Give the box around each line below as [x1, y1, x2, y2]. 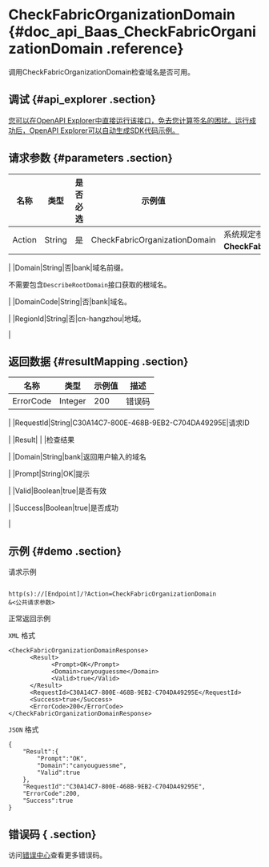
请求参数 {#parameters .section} [8, 151, 174, 165]
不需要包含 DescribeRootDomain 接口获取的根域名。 [8, 279, 171, 289]
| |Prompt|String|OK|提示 [8, 469, 90, 479]
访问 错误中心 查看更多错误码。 [8, 850, 106, 860]
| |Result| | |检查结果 [8, 435, 74, 445]
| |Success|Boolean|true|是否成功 [8, 503, 118, 513]
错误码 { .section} [8, 827, 97, 841]
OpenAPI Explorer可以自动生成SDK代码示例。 [29, 126, 180, 135]
